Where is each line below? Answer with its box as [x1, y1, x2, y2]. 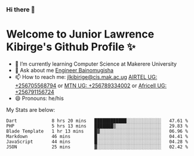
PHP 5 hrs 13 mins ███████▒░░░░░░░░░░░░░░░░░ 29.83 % [6, 123, 188, 129]
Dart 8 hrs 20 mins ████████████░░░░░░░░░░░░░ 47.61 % [6, 118, 188, 124]
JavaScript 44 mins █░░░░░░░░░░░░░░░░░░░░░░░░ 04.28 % [6, 139, 188, 145]
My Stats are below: [6, 106, 56, 113]
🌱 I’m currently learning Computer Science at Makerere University [14, 60, 177, 68]
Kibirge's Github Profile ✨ [6, 40, 136, 54]
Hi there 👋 [6, 5, 36, 14]
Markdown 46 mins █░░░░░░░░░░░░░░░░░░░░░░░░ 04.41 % [6, 133, 188, 139]
